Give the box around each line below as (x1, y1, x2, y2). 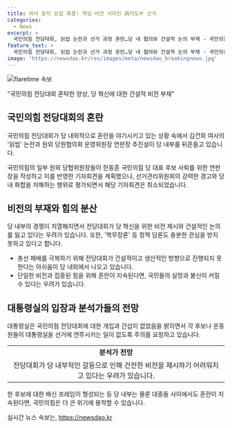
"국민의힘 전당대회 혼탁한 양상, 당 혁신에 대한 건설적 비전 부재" (7, 89, 175, 97)
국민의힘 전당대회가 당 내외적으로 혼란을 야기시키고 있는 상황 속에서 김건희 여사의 (7, 131, 225, 139)
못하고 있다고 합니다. (7, 240, 63, 248)
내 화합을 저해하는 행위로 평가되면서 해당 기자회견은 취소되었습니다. (7, 180, 188, 188)
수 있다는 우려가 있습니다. (17, 280, 86, 289)
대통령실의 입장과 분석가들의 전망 (7, 302, 139, 314)
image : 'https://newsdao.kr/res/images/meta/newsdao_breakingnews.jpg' (7, 55, 217, 62)
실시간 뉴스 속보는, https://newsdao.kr (7, 414, 113, 422)
